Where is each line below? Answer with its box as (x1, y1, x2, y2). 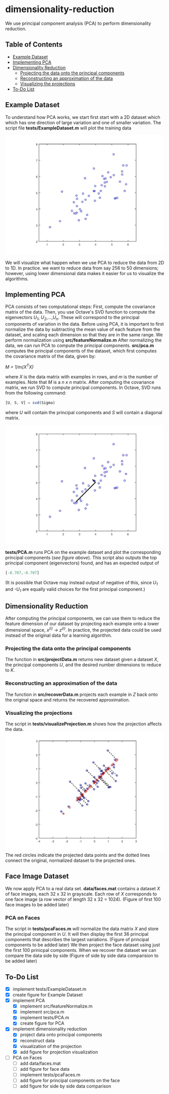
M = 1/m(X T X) (5, 363, 34, 370)
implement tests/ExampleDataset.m (12, 986, 87, 992)
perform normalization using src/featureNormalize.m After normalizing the (5, 337, 162, 343)
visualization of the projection (20, 1043, 82, 1049)
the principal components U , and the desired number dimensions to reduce (5, 662, 161, 668)
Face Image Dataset (5, 872, 69, 881)
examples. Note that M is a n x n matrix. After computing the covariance (5, 379, 155, 385)
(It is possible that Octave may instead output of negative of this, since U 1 (5, 580, 158, 587)
